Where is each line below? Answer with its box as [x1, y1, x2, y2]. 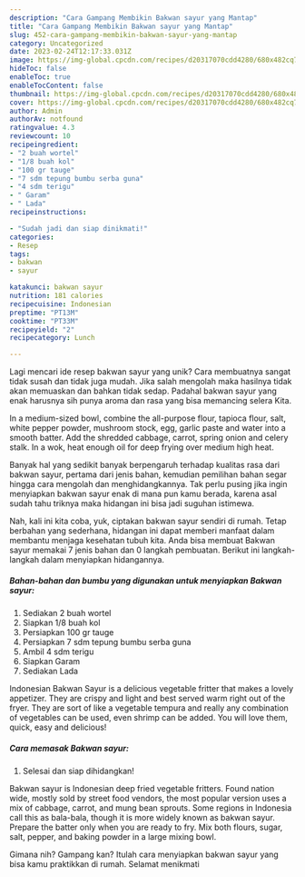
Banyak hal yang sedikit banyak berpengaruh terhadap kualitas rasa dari [9, 460, 280, 471]
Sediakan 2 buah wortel [22, 608, 112, 619]
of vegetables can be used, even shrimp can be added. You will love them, [9, 713, 289, 723]
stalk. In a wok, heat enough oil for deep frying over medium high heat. [9, 442, 274, 453]
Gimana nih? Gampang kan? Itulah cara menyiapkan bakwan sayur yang [9, 849, 279, 860]
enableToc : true [9, 73, 71, 82]
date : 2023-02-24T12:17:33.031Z [9, 47, 132, 56]
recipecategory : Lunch [9, 334, 95, 343]
